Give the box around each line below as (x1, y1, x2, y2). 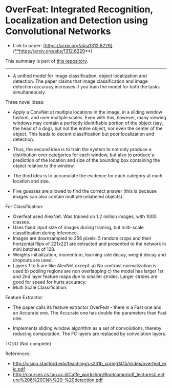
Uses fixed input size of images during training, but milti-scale (12, 224, 144, 230)
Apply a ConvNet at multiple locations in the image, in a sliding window (12, 109, 163, 115)
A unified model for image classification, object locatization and (12, 72, 147, 79)
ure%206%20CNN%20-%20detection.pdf (12, 377, 103, 383)
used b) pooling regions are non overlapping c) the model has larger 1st (12, 268, 164, 274)
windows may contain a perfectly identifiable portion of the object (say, (12, 120, 163, 126)
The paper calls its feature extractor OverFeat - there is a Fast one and (12, 304, 162, 310)
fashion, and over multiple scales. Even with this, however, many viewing (12, 114, 166, 120)
